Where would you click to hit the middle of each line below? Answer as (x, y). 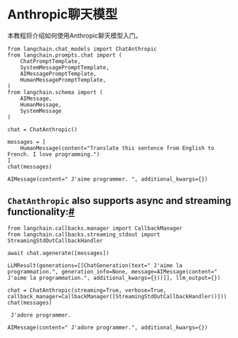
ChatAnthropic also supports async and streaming (119, 201)
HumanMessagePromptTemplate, (63, 80)
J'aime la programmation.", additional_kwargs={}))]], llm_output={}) (114, 278)
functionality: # (41, 212)
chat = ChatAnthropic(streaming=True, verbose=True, (87, 290)
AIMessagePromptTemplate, (59, 74)
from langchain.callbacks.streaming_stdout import (84, 235)
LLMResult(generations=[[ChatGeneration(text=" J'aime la (95, 265)
